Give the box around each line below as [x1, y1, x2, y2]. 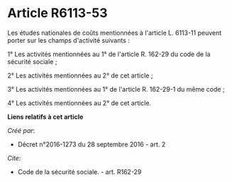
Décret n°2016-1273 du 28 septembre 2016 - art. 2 [17, 140, 166, 149]
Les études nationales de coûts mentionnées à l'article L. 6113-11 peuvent [7, 28, 222, 37]
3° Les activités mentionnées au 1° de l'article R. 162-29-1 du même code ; [7, 85, 225, 93]
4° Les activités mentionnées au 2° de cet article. [7, 98, 151, 107]
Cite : [7, 154, 21, 162]
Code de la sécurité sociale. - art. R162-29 [17, 167, 142, 176]
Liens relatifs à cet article [7, 112, 84, 121]
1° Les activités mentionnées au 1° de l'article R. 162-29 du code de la [7, 50, 211, 58]
